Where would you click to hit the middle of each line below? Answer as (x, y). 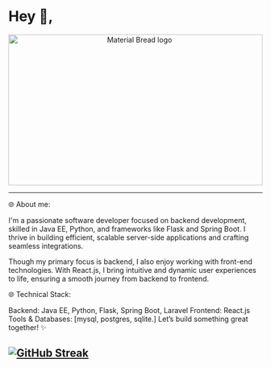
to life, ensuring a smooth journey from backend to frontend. (109, 278)
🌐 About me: (29, 204)
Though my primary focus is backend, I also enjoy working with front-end (130, 262)
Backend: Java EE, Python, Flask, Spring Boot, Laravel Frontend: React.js (129, 310)
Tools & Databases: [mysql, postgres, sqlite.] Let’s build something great (128, 319)
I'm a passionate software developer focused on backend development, (128, 220)
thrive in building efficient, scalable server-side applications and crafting (129, 237)
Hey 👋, (31, 16)
